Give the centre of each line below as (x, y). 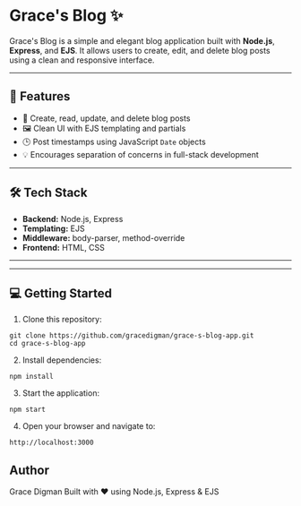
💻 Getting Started (60, 293)
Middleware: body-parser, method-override (103, 237)
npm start (28, 410)
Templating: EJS (53, 228)
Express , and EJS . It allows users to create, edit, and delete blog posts (140, 50)
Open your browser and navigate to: (89, 426)
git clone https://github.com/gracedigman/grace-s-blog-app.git (132, 336)
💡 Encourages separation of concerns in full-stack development (141, 154)
